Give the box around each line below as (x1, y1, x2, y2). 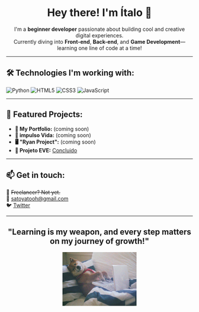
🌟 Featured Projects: (6, 110, 83, 120)
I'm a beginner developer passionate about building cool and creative (14, 26, 185, 33)
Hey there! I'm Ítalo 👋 (47, 6, 152, 20)
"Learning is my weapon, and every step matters (8, 227, 191, 237)
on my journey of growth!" (50, 236, 149, 246)
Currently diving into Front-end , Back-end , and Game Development (14, 38, 181, 45)
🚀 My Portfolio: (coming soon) (14, 125, 89, 132)
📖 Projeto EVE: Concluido (14, 147, 78, 154)
